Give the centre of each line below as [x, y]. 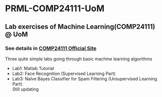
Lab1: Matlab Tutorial [33, 68]
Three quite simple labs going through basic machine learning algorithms [79, 59]
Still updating [25, 89]
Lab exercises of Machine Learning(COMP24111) [80, 27]
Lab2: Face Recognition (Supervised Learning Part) [64, 73]
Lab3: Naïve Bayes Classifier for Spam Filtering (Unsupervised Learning [85, 78]
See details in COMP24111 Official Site [51, 48]
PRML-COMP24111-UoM [55, 9]
